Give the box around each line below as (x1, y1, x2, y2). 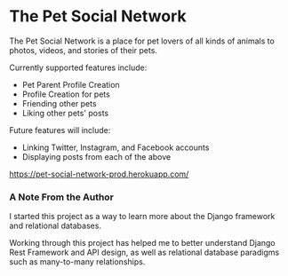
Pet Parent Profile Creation (21, 79, 120, 90)
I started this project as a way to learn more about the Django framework (9, 211, 276, 222)
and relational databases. (9, 220, 102, 232)
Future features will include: (9, 124, 111, 135)
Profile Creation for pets (21, 89, 111, 99)
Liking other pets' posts (21, 107, 109, 118)
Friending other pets (21, 98, 97, 108)
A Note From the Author (9, 191, 114, 203)
